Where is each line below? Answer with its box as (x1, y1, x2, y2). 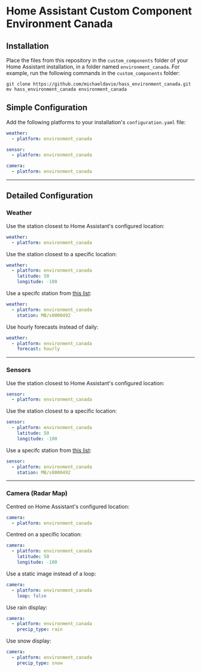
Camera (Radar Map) (6, 489, 68, 497)
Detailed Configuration (6, 191, 93, 201)
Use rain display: (6, 604, 48, 611)
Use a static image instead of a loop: (6, 570, 96, 577)
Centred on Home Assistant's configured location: (6, 503, 130, 510)
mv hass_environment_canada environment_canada (6, 86, 127, 92)
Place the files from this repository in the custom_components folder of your (6, 57, 188, 64)
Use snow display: (6, 637, 51, 644)
